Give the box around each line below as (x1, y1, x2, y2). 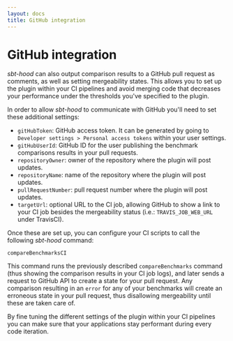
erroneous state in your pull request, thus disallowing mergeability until (7, 291, 211, 300)
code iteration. (7, 327, 49, 335)
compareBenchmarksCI (7, 250, 68, 257)
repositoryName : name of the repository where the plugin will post (17, 171, 206, 179)
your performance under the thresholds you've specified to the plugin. (7, 92, 209, 100)
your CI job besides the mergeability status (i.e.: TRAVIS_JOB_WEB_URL (17, 208, 213, 216)
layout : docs (7, 10, 45, 17)
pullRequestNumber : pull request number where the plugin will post (17, 185, 208, 194)
